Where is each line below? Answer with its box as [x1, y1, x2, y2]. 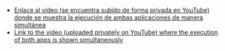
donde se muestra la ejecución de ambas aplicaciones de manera [13, 13, 203, 22]
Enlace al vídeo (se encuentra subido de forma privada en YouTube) [13, 6, 210, 14]
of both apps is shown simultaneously [13, 36, 124, 44]
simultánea [13, 21, 46, 29]
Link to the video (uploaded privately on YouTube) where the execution [13, 28, 219, 36]
